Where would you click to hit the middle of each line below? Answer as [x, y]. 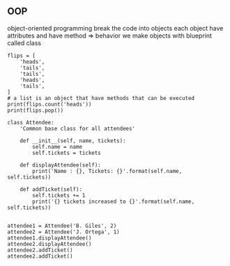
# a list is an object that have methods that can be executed [101, 98]
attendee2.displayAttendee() [49, 244]
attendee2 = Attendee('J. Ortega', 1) [63, 232]
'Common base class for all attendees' [78, 128]
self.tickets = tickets [67, 153]
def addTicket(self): [51, 189]
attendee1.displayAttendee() [49, 238]
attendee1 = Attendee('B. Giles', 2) [62, 226]
